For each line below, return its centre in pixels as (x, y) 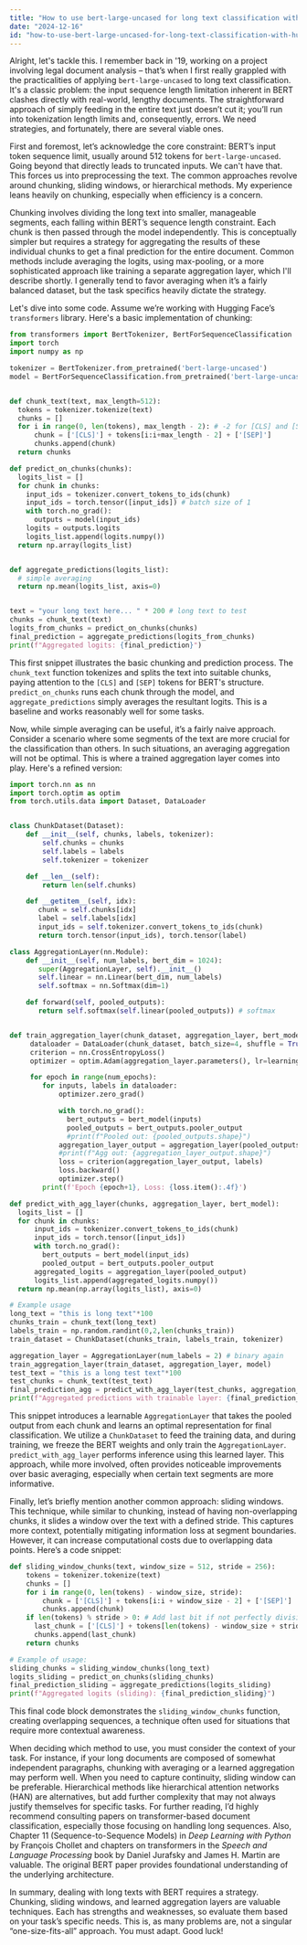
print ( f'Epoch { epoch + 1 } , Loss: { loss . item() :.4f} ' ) (145, 1187)
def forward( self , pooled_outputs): (96, 1003)
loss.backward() (89, 1171)
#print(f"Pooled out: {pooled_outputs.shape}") (159, 1136)
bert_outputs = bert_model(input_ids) (116, 1255)
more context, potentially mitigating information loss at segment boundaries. (153, 1530)
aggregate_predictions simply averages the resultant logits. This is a (138, 701)
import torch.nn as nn (53, 784)
